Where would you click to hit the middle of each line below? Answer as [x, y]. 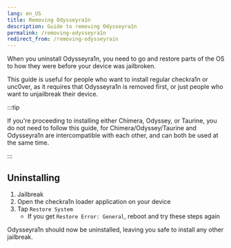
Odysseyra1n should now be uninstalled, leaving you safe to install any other [115, 229]
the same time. [28, 143]
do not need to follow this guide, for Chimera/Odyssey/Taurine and [102, 128]
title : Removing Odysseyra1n [49, 20]
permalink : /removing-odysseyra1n [57, 33]
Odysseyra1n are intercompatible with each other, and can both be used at [113, 136]
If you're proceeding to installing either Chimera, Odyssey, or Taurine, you [112, 121]
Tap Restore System [45, 209]
